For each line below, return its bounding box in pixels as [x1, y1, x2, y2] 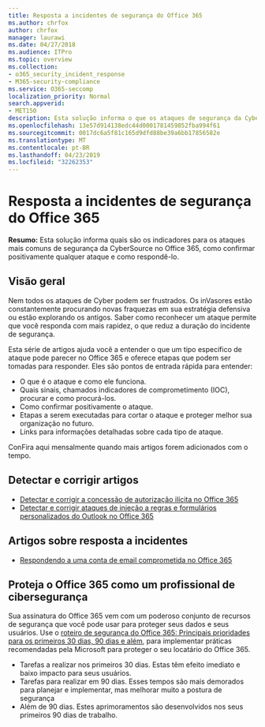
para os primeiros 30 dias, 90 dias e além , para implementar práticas [8, 636, 233, 646]
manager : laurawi [8, 33, 65, 42]
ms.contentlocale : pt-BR [8, 144, 90, 152]
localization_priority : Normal [8, 92, 111, 100]
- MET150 [8, 107, 37, 115]
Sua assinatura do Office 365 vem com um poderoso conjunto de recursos [8, 611, 251, 620]
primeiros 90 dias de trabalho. [19, 710, 118, 720]
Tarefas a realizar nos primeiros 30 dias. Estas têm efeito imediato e [19, 660, 241, 669]
